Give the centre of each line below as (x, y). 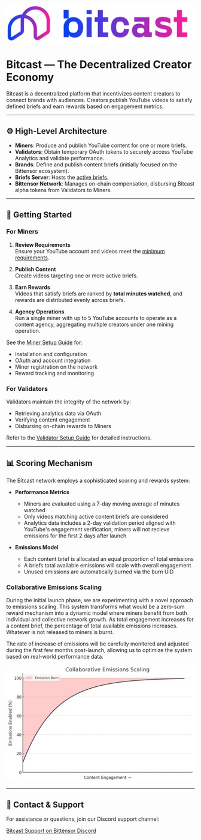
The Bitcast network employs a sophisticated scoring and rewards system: (98, 480)
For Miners (22, 232)
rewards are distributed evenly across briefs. (70, 300)
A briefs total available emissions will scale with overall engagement (107, 565)
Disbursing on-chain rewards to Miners (63, 426)
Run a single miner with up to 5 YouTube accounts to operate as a (96, 318)
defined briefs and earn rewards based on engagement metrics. (85, 106)
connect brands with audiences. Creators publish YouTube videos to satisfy (99, 100)
